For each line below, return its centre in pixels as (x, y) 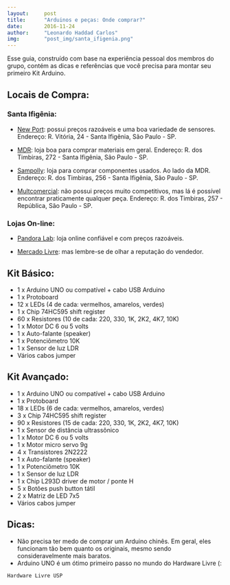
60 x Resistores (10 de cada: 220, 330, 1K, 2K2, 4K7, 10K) (98, 319)
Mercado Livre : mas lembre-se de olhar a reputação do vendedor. (110, 252)
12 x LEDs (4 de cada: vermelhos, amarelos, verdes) (91, 304)
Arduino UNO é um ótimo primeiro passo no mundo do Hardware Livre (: (119, 563)
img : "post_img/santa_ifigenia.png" (70, 39)
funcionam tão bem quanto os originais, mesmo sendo (94, 548)
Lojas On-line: (31, 223)
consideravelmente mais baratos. (64, 555)
